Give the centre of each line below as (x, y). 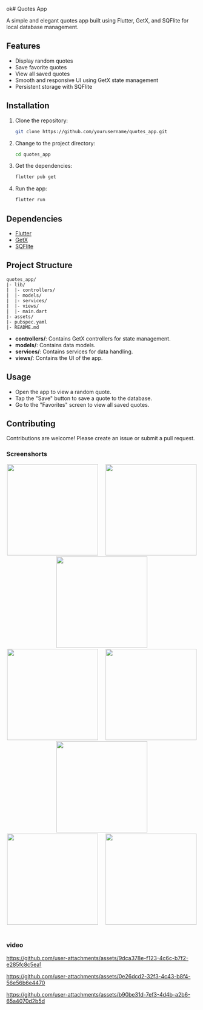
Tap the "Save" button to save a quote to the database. (84, 398)
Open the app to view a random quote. (63, 392)
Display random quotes (44, 61)
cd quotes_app (33, 154)
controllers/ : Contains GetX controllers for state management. (93, 338)
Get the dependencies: (44, 166)
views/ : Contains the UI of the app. (59, 358)
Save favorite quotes (41, 67)
